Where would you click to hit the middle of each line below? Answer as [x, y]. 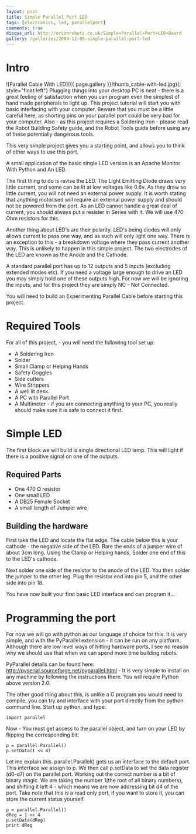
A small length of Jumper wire [51, 508]
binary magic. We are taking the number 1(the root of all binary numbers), [94, 781]
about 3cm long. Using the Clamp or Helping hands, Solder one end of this [96, 552]
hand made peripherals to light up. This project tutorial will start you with [94, 103]
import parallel [26, 718]
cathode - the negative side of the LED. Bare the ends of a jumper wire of [94, 547]
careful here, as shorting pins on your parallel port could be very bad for [93, 115]
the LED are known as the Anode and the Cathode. [67, 254]
